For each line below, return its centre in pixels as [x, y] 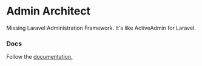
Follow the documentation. [39, 57]
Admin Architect [49, 11]
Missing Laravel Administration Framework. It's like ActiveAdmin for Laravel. [101, 28]
